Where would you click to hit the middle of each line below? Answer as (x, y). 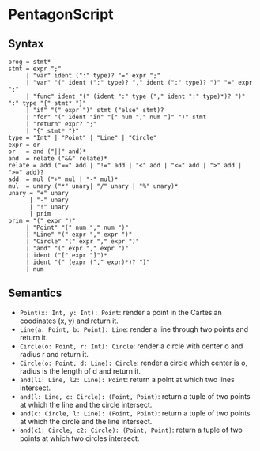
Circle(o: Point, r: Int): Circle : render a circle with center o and (131, 346)
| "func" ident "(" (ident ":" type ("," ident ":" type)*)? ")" (136, 96)
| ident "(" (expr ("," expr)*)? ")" (88, 262)
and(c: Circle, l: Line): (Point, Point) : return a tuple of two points (135, 413)
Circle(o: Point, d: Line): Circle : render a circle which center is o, (133, 363)
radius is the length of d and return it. (80, 371)
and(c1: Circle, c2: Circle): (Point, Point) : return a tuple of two (131, 430)
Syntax (26, 44)
